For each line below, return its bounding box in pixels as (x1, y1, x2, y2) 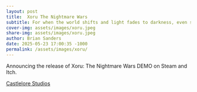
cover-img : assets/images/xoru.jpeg (6, 24, 96, 31)
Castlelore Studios (6, 80, 51, 87)
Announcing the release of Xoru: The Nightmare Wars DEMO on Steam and (6, 62, 188, 69)
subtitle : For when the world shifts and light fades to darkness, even (6, 19, 188, 25)
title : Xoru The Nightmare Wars (6, 14, 88, 20)
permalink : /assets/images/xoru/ (6, 47, 88, 52)
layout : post (6, 8, 38, 15)
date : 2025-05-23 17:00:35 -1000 (6, 41, 88, 47)
